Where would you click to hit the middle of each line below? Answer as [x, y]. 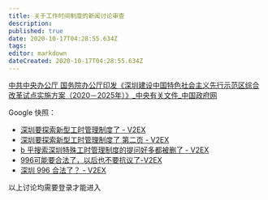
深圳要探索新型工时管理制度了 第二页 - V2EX [95, 139]
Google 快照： [32, 112]
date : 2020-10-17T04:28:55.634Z [63, 38]
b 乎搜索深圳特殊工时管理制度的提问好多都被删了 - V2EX [115, 150]
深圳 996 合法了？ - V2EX [63, 170]
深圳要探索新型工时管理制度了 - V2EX [83, 130]
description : [30, 23]
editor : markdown [38, 53]
